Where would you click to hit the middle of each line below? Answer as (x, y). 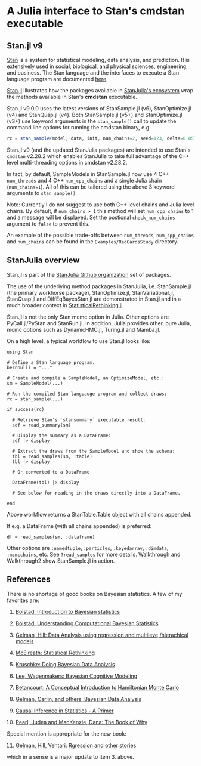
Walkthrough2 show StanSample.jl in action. (61, 560)
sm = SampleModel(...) (35, 383)
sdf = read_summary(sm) (41, 425)
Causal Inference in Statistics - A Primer (64, 711)
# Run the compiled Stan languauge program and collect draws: (87, 394)
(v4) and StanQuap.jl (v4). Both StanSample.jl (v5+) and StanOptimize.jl (95, 115)
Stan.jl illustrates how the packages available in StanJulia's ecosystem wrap (100, 90)
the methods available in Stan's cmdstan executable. (72, 97)
